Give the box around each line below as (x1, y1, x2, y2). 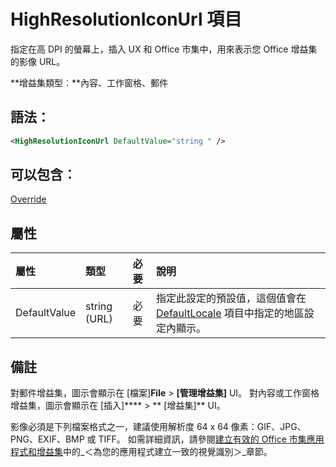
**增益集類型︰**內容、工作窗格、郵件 (10, 76, 169, 89)
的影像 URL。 (10, 55, 66, 67)
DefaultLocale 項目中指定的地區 (156, 306, 305, 320)
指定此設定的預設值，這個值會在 (156, 291, 307, 305)
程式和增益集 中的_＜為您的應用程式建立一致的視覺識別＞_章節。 (10, 446, 273, 458)
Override (10, 193, 47, 205)
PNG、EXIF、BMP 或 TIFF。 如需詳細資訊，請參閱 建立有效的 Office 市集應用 (10, 433, 325, 445)
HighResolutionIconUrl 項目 (10, 8, 243, 31)
